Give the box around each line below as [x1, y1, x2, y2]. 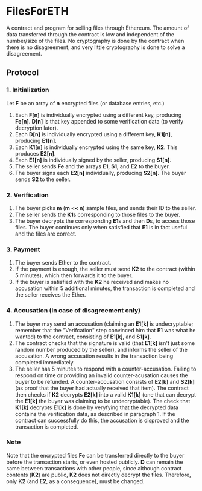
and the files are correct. [14, 230, 77, 237]
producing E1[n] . [14, 137, 57, 144]
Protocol [6, 68, 39, 78]
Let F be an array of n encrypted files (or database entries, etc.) [6, 99, 165, 107]
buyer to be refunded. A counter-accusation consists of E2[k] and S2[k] [14, 378, 195, 385]
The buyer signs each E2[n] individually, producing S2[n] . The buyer [14, 169, 186, 176]
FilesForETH [6, 4, 69, 18]
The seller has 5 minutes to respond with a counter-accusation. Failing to [14, 365, 197, 372]
